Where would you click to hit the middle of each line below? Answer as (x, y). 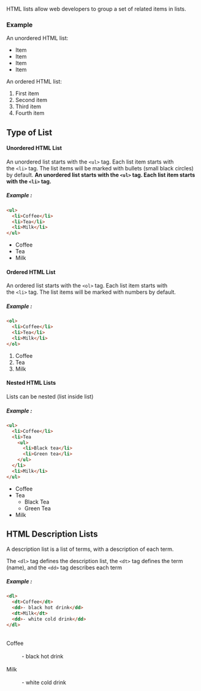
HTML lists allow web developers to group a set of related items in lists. (97, 9)
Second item (31, 100)
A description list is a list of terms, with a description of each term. (90, 549)
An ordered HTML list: (34, 82)
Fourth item (30, 113)
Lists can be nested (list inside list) (50, 397)
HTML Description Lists (52, 534)
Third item (28, 106)
